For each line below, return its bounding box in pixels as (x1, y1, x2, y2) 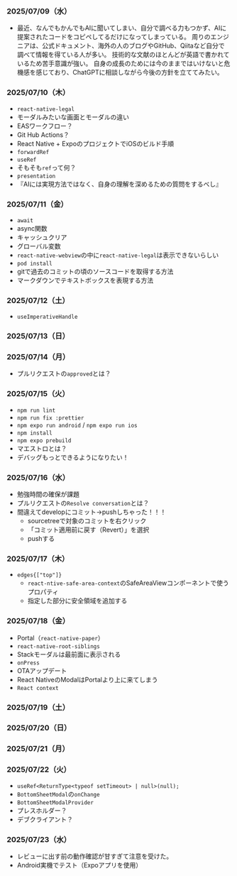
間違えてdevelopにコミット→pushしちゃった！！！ (16, 508, 167, 516)
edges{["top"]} (16, 571, 62, 579)
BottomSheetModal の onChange (16, 789, 100, 798)
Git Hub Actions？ (16, 130, 70, 139)
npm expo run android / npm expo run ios (16, 420, 138, 429)
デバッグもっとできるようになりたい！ (16, 453, 129, 461)
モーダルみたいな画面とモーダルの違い (16, 112, 129, 121)
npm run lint (16, 407, 56, 414)
